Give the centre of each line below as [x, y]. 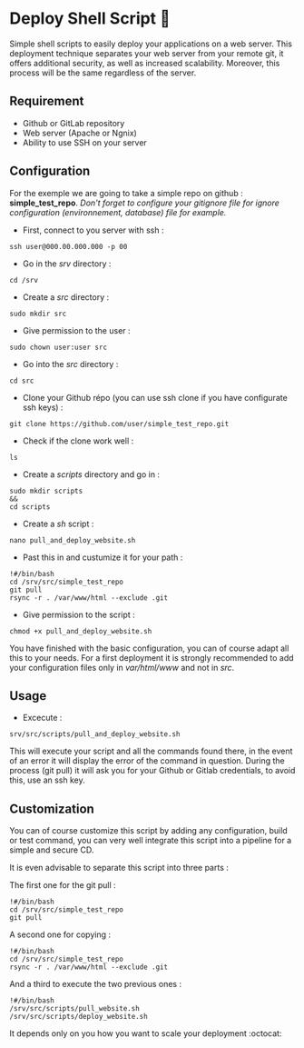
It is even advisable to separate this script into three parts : [119, 868]
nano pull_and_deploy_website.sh [73, 540]
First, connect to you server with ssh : [93, 230]
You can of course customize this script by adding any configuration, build [148, 831]
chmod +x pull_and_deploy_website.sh [81, 631]
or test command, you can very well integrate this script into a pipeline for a [151, 841]
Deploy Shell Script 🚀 [90, 19]
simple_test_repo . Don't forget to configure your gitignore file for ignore [144, 203]
